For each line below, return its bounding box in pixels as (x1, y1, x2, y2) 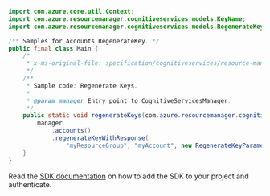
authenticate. (8, 179, 52, 189)
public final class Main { (8, 44, 99, 52)
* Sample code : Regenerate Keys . (26, 81, 138, 90)
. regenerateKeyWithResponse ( (51, 134, 149, 142)
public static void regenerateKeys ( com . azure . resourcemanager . (22, 112, 239, 120)
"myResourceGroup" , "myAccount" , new (65, 141, 193, 149)
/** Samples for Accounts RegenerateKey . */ (8, 37, 160, 45)
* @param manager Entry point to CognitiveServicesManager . (26, 96, 231, 104)
